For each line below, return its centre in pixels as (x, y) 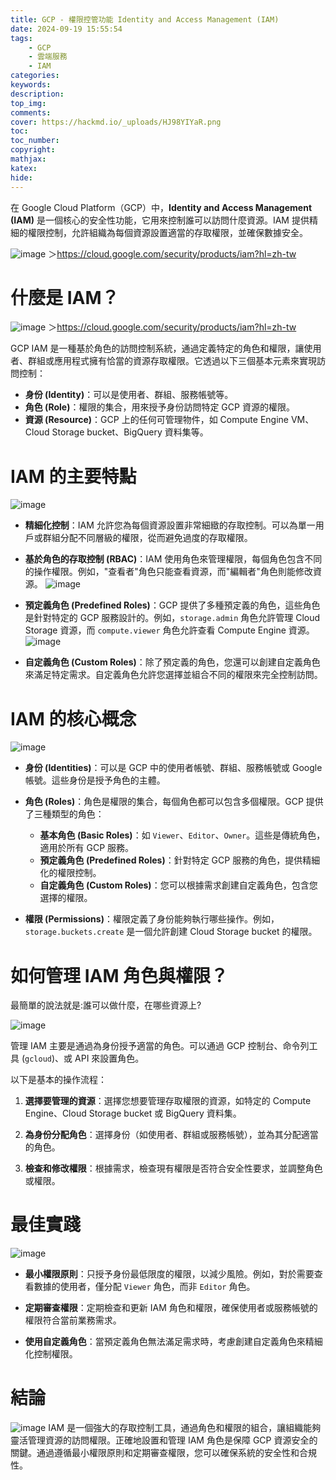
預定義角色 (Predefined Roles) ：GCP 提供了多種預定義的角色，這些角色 (172, 605)
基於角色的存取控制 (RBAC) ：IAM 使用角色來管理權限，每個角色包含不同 (173, 559)
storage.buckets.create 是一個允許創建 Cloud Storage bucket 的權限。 (171, 932)
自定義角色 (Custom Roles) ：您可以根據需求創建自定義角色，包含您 (178, 885)
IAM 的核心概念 (73, 718)
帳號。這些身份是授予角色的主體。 (95, 780)
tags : (21, 38)
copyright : (33, 150)
